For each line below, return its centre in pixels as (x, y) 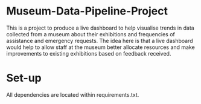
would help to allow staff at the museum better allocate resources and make (101, 47)
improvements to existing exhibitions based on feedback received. (89, 53)
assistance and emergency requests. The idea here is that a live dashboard (100, 41)
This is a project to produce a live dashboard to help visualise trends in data (100, 28)
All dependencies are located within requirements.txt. (73, 94)
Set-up (24, 78)
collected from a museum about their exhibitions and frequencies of (91, 34)
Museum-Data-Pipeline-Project (87, 11)
